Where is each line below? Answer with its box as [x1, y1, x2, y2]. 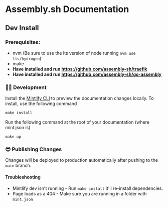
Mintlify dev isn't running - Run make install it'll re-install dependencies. [12, 185, 163, 191]
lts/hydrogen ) [12, 55, 42, 61]
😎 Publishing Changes [5, 146, 62, 153]
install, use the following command [5, 100, 77, 107]
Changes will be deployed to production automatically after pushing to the [5, 157, 158, 163]
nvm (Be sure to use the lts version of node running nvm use [12, 50, 136, 56]
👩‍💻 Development [5, 84, 47, 91]
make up [5, 134, 22, 139]
